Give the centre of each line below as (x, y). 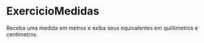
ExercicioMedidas (53, 11)
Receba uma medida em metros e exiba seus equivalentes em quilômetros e (102, 28)
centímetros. (22, 34)
